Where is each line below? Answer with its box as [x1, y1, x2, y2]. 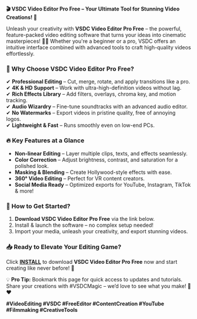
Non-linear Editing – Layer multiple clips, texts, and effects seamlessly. [14, 150, 188, 157]
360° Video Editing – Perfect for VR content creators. [14, 174, 145, 182]
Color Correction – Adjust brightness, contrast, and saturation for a [14, 156, 178, 163]
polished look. [14, 162, 49, 169]
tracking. [6, 97, 28, 104]
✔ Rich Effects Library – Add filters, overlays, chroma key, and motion [6, 90, 176, 98]
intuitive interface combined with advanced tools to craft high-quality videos [6, 44, 191, 51]
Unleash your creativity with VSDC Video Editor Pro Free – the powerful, [6, 25, 182, 32]
